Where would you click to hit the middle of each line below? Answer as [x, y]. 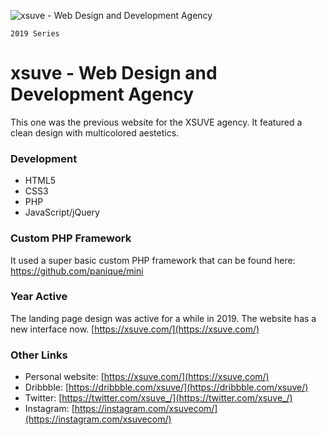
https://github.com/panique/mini [77, 271]
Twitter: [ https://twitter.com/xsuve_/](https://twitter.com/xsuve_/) [158, 398]
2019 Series [35, 34]
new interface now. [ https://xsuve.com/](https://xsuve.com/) [135, 329]
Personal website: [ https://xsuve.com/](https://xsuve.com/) [147, 377]
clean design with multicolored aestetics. [95, 132]
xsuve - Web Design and [114, 73]
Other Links [39, 355]
